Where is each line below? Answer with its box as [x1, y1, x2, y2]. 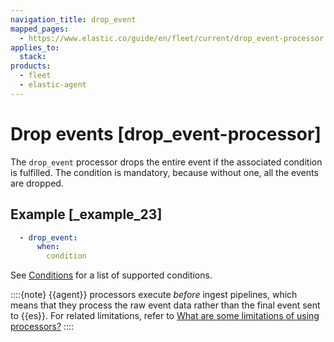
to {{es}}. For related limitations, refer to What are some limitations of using [10, 310, 320, 322]
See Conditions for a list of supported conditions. [10, 269, 213, 281]
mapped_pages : [10, 24, 70, 34]
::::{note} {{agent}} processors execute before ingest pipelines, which [10, 289, 298, 301]
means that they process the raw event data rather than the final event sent [10, 299, 321, 311]
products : [10, 61, 52, 71]
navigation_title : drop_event [10, 14, 137, 25]
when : [36, 242, 60, 252]
